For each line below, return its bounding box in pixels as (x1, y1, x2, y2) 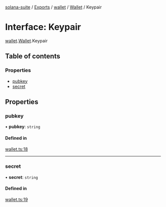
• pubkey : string (5, 124, 41, 130)
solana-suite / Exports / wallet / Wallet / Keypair (5, 4, 102, 10)
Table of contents (5, 52, 60, 61)
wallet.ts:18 (5, 146, 28, 152)
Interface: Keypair (5, 22, 82, 33)
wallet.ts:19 (5, 197, 28, 203)
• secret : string (5, 174, 38, 180)
